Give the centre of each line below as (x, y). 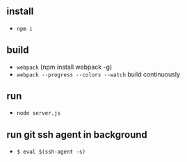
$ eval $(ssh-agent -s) (51, 152)
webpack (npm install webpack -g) (64, 67)
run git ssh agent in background (77, 135)
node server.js (39, 113)
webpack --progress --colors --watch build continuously (98, 74)
